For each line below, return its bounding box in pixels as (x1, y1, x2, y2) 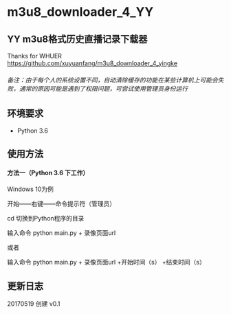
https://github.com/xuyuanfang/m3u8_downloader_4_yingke (7, 59, 177, 67)
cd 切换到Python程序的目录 (7, 214, 85, 223)
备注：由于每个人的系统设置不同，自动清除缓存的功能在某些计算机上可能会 (7, 76, 218, 84)
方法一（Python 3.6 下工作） (7, 168, 89, 177)
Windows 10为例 (7, 185, 54, 193)
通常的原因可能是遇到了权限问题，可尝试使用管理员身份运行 (19, 84, 188, 93)
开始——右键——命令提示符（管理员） (7, 200, 115, 208)
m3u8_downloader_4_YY (7, 4, 154, 20)
